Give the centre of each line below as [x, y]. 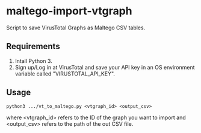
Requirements [33, 46]
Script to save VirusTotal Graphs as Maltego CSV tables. [76, 28]
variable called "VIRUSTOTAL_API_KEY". [65, 74]
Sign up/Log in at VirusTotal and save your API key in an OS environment [105, 67]
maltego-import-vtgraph [69, 11]
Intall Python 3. [33, 61]
